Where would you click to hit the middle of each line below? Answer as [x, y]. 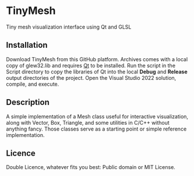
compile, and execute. [33, 84]
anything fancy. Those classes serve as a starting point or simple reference [96, 129]
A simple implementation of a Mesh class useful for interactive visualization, [97, 116]
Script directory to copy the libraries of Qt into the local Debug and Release [97, 72]
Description [28, 102]
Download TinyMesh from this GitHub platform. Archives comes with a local [97, 59]
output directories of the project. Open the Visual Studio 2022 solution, [91, 78]
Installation [27, 45]
